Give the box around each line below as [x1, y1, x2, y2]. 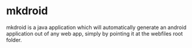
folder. [6, 36, 22, 43]
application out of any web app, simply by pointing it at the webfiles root [6, 30, 183, 37]
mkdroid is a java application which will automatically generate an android [6, 24, 187, 31]
